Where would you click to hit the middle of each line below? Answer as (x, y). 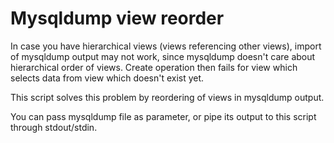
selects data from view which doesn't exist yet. (107, 78)
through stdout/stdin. (54, 127)
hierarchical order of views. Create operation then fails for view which (154, 67)
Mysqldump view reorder (117, 18)
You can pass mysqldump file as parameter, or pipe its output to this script (163, 116)
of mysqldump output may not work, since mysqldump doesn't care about (163, 56)
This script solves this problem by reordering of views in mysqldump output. (167, 97)
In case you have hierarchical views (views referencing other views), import (166, 46)
